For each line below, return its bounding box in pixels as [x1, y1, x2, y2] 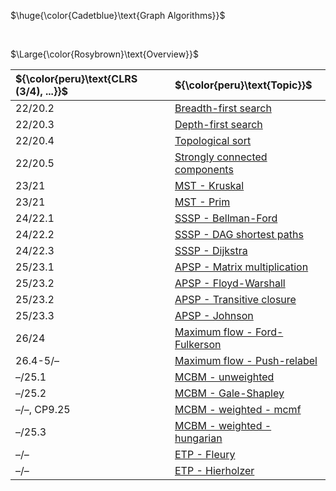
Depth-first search [174, 118, 263, 131]
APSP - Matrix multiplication [174, 260, 309, 274]
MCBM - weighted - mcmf [174, 403, 302, 416]
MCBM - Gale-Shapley [174, 386, 285, 400]
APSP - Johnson [174, 309, 254, 322]
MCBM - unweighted [174, 370, 275, 384]
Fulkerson [174, 338, 222, 351]
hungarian [174, 431, 223, 445]
